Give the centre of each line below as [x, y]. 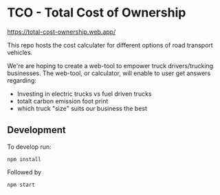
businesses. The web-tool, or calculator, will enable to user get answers [109, 73]
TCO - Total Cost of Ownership [97, 13]
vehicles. [20, 52]
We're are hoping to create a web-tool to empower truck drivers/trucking [110, 65]
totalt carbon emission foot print [63, 101]
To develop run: [29, 147]
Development [37, 130]
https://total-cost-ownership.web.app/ [62, 32]
